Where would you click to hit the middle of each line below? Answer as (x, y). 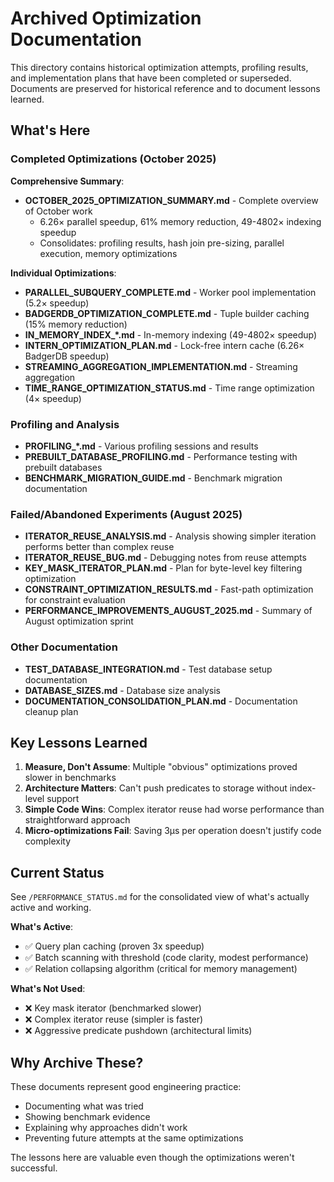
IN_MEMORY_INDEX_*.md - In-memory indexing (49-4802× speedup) (171, 334)
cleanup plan (51, 711)
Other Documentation (64, 647)
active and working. (51, 908)
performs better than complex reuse (99, 547)
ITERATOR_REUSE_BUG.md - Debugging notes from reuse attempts (165, 558)
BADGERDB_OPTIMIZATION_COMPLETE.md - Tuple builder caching (167, 313)
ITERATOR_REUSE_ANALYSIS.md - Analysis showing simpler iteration (170, 536)
